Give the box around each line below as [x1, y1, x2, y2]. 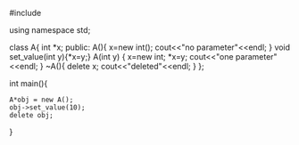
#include [9, 8, 42, 18]
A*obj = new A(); [9, 95, 74, 104]
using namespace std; [9, 25, 91, 35]
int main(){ [9, 78, 48, 88]
